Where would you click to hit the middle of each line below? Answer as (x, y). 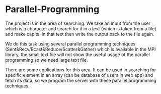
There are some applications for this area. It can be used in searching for (81, 70)
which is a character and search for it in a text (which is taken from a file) (81, 28)
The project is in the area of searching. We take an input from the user (78, 23)
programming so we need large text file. (47, 60)
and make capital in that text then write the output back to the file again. (80, 34)
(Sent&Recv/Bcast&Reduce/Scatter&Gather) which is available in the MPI (80, 49)
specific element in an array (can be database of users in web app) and (79, 75)
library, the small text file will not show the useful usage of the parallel (77, 55)
